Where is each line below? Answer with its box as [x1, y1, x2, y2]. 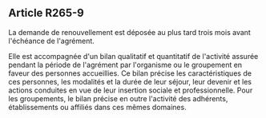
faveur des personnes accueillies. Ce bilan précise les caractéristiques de [8, 68, 252, 78]
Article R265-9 [8, 6, 84, 20]
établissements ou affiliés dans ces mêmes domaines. [8, 102, 187, 112]
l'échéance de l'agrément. [8, 36, 95, 45]
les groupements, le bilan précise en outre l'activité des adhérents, [8, 93, 228, 103]
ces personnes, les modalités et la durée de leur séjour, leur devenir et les [8, 77, 252, 86]
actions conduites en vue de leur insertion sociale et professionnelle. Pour [8, 85, 253, 95]
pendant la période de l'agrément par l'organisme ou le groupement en [8, 60, 243, 69]
